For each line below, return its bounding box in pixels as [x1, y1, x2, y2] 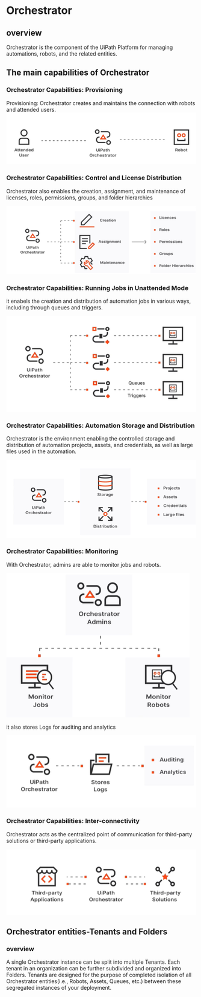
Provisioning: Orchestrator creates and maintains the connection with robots [6, 99, 196, 106]
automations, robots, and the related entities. [6, 50, 117, 57]
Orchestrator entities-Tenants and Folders [6, 926, 168, 937]
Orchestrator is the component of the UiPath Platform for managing [6, 44, 173, 51]
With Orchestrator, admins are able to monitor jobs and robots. [6, 561, 161, 568]
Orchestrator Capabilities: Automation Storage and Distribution [6, 421, 196, 430]
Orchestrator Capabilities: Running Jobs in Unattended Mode [6, 283, 189, 292]
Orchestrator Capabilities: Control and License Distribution [6, 173, 182, 182]
